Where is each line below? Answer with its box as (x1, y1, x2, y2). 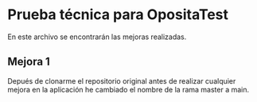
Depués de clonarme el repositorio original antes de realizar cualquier (7, 76, 236, 85)
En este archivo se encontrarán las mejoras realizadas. (7, 32, 187, 41)
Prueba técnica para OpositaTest (7, 6, 228, 24)
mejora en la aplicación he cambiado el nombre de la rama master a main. (7, 84, 250, 94)
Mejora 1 (7, 55, 51, 69)
